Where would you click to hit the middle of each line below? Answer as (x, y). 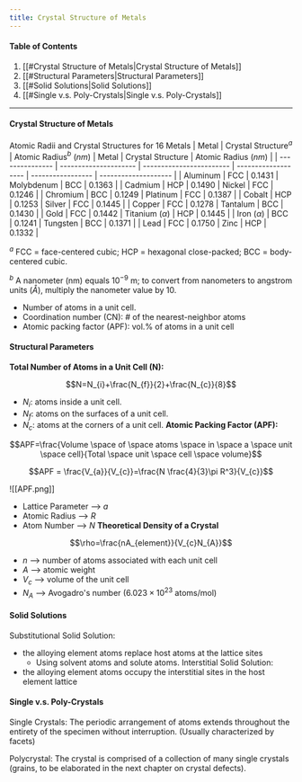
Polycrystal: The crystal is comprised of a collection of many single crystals (149, 758)
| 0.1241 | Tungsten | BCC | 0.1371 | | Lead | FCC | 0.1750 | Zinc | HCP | (138, 223)
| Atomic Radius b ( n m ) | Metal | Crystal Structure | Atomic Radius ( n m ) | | (144, 156)
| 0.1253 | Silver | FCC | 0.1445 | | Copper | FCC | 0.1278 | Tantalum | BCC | (147, 204)
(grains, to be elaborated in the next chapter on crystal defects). (128, 768)
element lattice (50, 681)
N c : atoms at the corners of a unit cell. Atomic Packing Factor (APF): (150, 426)
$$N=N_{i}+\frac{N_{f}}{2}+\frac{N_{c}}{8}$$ (151, 384)
